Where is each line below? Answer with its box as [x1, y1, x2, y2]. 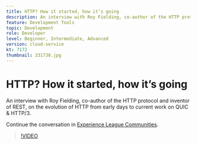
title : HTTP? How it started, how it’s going [6, 8, 119, 15]
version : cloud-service [6, 42, 64, 48]
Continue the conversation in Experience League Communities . [6, 121, 159, 128]
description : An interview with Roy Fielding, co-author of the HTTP [6, 14, 180, 20]
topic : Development [6, 25, 54, 31]
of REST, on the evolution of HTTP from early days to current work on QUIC [6, 103, 189, 110]
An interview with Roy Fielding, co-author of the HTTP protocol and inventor [6, 97, 190, 104]
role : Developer [6, 31, 46, 36]
